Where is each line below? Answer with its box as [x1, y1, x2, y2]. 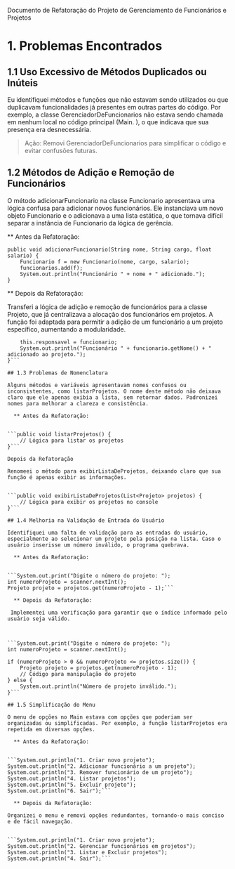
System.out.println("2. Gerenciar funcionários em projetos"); [7, 842, 196, 849]
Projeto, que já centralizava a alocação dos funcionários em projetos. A [7, 310, 213, 318]
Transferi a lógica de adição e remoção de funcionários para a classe [7, 302, 208, 311]
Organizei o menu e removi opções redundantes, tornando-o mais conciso [7, 811, 224, 819]
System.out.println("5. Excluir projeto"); [7, 781, 137, 788]
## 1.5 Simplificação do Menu [7, 701, 96, 708]
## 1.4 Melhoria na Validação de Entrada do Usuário [7, 516, 165, 524]
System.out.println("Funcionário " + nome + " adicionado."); [20, 270, 206, 277]
